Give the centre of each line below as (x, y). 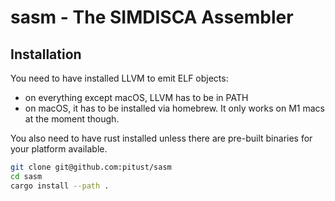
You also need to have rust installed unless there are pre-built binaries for (161, 138)
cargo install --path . (60, 186)
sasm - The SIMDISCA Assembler (152, 17)
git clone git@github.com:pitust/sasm (91, 167)
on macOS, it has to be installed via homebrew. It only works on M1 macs (174, 108)
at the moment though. (72, 119)
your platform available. (59, 149)
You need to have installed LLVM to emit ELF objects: (119, 78)
